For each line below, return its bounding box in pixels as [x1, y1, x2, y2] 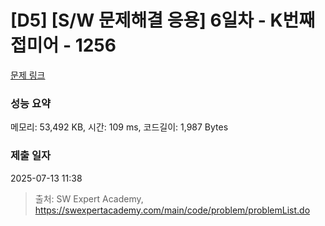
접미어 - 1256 [10, 34, 117, 57]
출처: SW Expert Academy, [34, 192, 144, 205]
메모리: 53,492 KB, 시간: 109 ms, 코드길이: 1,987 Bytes [10, 121, 229, 133]
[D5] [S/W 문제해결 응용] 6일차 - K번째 [10, 9, 316, 32]
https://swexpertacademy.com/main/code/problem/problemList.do [34, 204, 311, 216]
